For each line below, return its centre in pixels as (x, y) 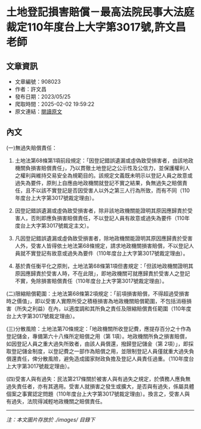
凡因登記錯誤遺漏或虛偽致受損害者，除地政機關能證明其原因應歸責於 (98, 238)
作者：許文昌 (30, 89)
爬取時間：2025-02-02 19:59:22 (55, 104)
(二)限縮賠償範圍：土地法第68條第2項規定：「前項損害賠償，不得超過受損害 (98, 293)
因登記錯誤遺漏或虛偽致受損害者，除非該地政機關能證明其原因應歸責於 (101, 211)
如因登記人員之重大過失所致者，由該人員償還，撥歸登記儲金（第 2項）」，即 (98, 343)
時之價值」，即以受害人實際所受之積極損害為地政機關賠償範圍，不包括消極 (96, 301)
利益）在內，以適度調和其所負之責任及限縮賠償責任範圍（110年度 (112, 308)
